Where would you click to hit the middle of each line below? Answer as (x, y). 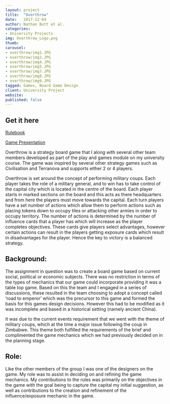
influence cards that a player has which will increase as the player (74, 222)
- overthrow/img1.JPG (28, 52)
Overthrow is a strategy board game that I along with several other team (80, 152)
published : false (24, 100)
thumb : (12, 43)
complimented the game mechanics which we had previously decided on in (84, 335)
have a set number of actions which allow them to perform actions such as (83, 205)
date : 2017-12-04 (26, 19)
